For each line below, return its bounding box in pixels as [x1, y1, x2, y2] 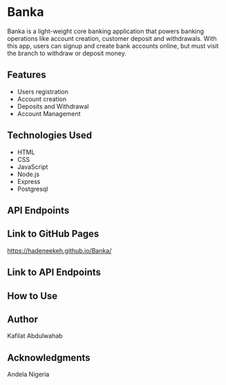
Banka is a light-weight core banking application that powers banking [7, 27, 205, 35]
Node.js [17, 170, 40, 178]
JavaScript [17, 162, 48, 171]
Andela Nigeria [7, 370, 50, 379]
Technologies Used [7, 129, 92, 142]
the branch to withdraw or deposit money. [7, 49, 126, 57]
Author [7, 313, 38, 325]
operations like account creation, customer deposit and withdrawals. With [7, 34, 217, 42]
